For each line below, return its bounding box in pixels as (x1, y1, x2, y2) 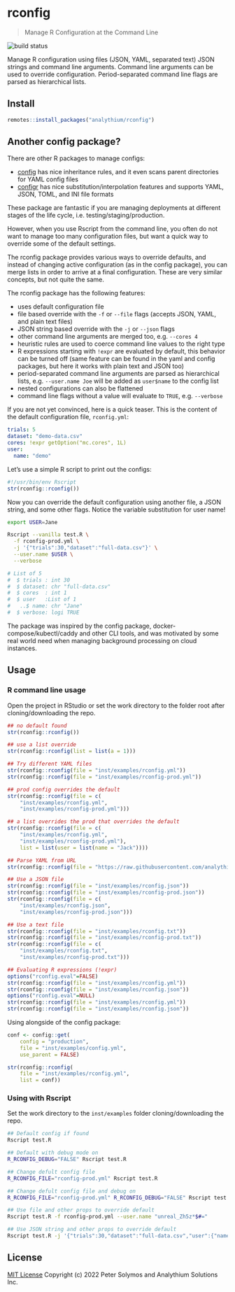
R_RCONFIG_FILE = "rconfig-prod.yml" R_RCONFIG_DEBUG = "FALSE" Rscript (7, 1194, 211, 1201)
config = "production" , (20, 1038, 90, 1045)
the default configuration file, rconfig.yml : (7, 413, 129, 421)
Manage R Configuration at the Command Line (24, 28, 159, 36)
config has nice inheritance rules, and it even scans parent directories (17, 168, 219, 176)
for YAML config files (17, 175, 79, 183)
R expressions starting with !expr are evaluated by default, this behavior (17, 347, 226, 356)
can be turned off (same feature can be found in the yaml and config (17, 355, 215, 363)
